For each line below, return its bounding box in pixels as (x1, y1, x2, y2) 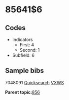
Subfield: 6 (12, 52, 34, 58)
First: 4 (19, 42, 34, 48)
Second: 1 (19, 47, 40, 53)
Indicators (12, 36, 33, 42)
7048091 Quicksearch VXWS (5, 79, 64, 85)
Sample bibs (5, 67, 44, 75)
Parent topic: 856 (5, 89, 40, 95)
